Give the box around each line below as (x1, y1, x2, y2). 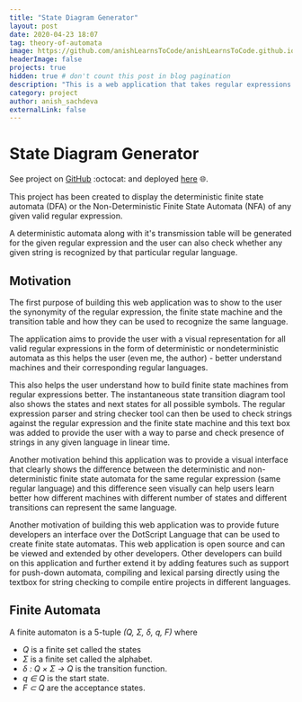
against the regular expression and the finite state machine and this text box (9, 418, 290, 428)
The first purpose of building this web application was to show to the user (9, 298, 283, 307)
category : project (9, 88, 78, 97)
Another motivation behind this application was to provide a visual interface (9, 455, 289, 465)
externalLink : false (9, 105, 87, 114)
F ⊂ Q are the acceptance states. (22, 682, 146, 693)
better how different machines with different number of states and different (9, 493, 288, 503)
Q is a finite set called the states (22, 644, 142, 654)
